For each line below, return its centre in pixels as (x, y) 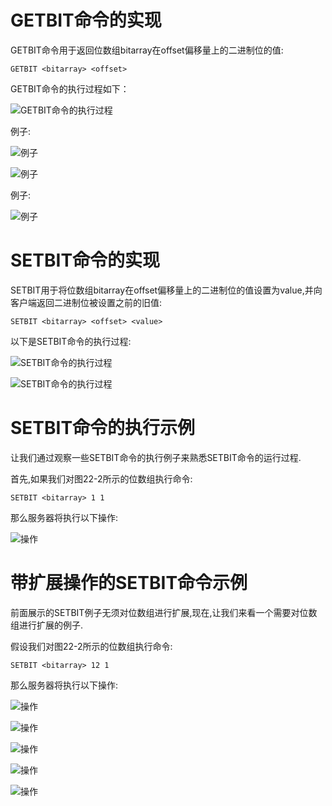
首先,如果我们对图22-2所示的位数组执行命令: (101, 478)
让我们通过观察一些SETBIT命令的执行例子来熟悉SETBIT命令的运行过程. (156, 457)
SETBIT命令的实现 (85, 260)
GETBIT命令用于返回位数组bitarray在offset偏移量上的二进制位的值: (147, 50)
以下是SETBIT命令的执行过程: (71, 341)
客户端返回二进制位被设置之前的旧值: (86, 302)
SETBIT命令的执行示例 (103, 428)
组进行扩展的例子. (47, 625)
